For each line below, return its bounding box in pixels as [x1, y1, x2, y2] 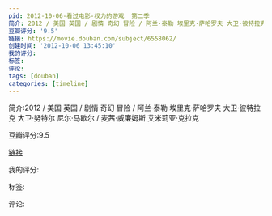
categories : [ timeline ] [8, 79, 89, 87]
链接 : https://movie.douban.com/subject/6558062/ [8, 34, 176, 43]
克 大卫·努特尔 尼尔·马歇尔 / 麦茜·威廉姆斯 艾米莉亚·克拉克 [8, 112, 200, 122]
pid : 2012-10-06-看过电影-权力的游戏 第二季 [8, 11, 150, 20]
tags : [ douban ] [8, 72, 60, 80]
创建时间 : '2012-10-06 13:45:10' [8, 42, 117, 50]
